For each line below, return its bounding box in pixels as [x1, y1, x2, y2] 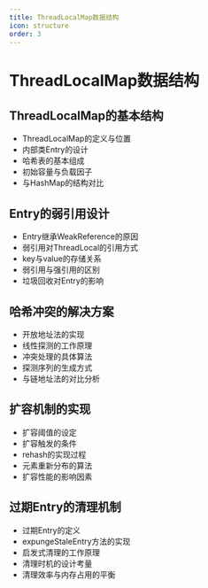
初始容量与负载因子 [21, 166, 93, 177]
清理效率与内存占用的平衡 [21, 569, 116, 580]
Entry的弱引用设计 [9, 205, 111, 221]
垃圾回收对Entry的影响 [21, 275, 104, 286]
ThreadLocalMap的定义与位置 [21, 134, 131, 144]
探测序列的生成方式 [21, 362, 93, 373]
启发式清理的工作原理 [21, 546, 100, 558]
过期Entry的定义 [21, 524, 81, 536]
